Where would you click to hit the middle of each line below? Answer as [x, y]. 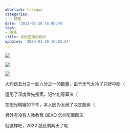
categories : [17, 14]
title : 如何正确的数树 [26, 37]
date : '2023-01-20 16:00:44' [35, 23]
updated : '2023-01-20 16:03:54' [38, 42]
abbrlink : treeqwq [24, 10]
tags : [11, 28]
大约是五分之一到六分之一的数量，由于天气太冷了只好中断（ [65, 83]
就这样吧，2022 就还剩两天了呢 [37, 125]
